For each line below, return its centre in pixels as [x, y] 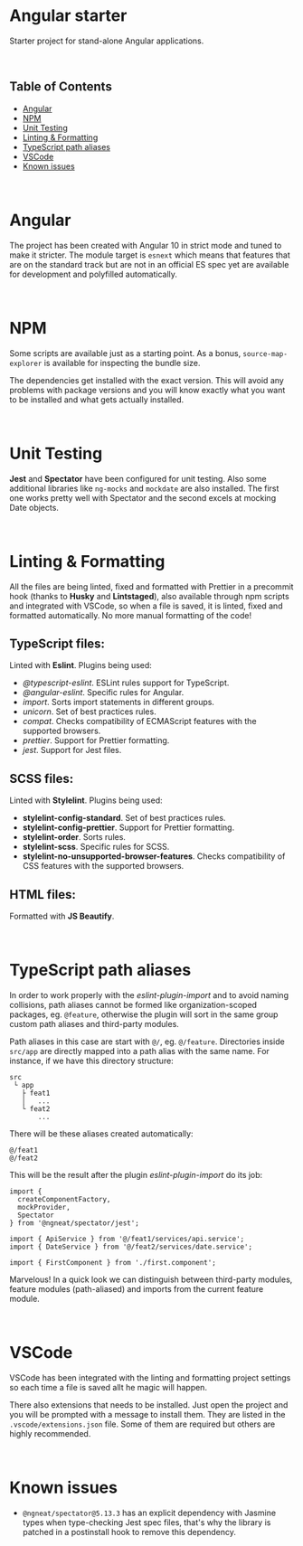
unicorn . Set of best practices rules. [89, 712]
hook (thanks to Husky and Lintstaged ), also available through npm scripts [149, 596]
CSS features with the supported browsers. [103, 866]
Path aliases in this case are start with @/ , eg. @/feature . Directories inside [147, 1042]
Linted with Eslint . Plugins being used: [80, 665]
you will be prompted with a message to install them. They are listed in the [147, 1414]
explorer [26, 363]
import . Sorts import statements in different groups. [118, 702]
